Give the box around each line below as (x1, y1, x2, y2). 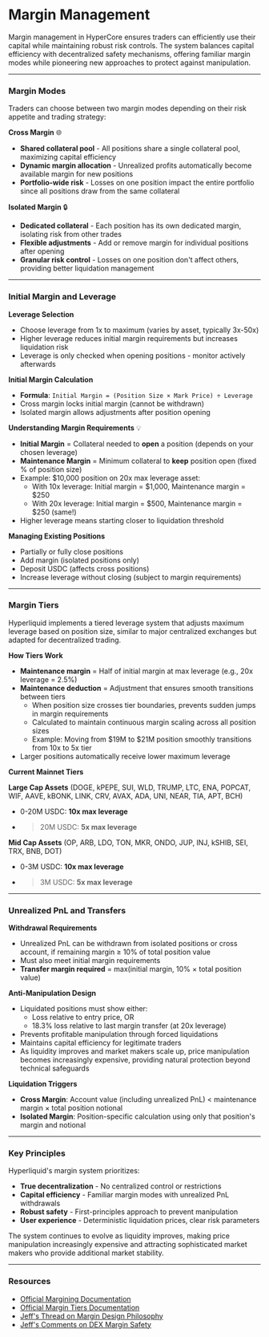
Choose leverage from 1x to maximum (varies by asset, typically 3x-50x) (19, 325, 259, 335)
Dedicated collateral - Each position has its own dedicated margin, (19, 221, 242, 230)
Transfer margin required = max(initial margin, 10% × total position (19, 965, 242, 974)
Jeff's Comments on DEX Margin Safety (19, 1319, 152, 1329)
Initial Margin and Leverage (8, 291, 117, 303)
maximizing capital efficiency (19, 152, 117, 162)
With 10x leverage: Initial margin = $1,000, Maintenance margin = (31, 482, 247, 491)
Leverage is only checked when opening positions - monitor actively (19, 351, 246, 360)
